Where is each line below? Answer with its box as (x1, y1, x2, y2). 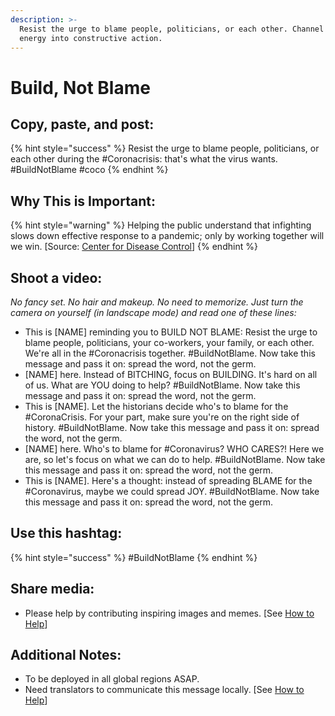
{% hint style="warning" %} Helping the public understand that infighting (10, 219, 312, 231)
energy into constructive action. (19, 33, 163, 43)
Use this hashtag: (10, 525, 123, 542)
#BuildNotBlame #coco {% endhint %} (10, 164, 169, 176)
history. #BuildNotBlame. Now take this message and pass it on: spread (24, 422, 320, 433)
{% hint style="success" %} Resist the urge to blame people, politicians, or (10, 142, 320, 155)
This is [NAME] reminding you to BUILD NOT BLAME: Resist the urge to (24, 326, 318, 338)
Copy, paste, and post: (10, 116, 155, 133)
